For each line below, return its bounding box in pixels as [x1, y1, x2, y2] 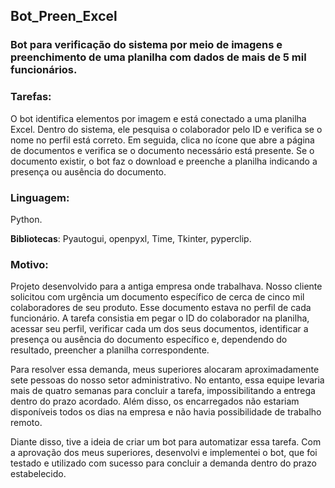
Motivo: [10, 257, 49, 271]
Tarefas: [10, 90, 52, 104]
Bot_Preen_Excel [10, 8, 118, 25]
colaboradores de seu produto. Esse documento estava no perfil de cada [10, 302, 312, 314]
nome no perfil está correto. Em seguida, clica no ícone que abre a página [10, 134, 315, 146]
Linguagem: [10, 190, 70, 204]
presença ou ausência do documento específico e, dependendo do [10, 334, 288, 346]
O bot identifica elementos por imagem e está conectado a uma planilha [10, 112, 307, 124]
